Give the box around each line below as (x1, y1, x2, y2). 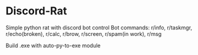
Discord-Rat (5, 4, 67, 18)
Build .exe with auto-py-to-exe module (5, 42, 101, 49)
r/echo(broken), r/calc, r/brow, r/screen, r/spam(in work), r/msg (5, 30, 162, 37)
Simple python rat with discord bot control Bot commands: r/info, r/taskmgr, (5, 24, 193, 31)
